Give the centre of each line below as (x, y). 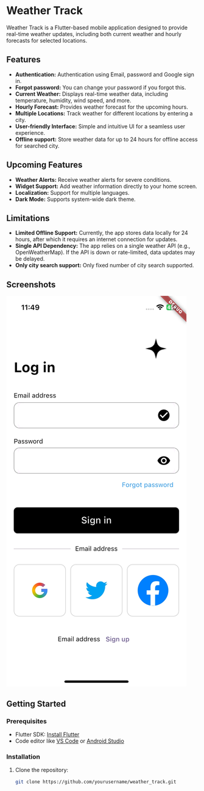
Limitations (28, 218)
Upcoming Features (44, 165)
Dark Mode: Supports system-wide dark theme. (75, 199)
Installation (23, 756)
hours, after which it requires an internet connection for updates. (96, 239)
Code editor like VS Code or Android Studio (70, 741)
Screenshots (31, 284)
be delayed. (30, 259)
